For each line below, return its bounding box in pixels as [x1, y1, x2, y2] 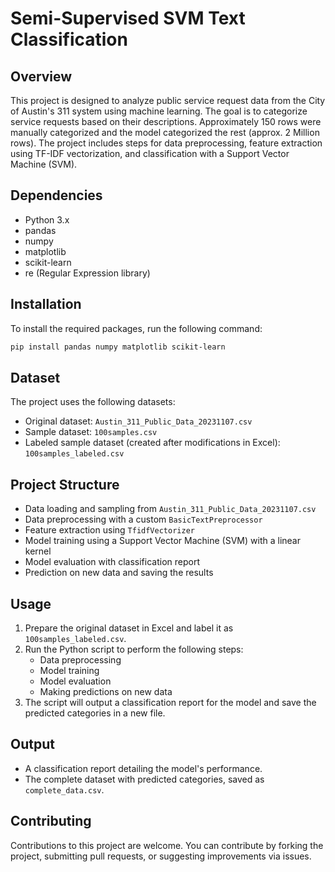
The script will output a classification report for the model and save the [24, 696, 317, 708]
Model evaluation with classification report [24, 556, 200, 568]
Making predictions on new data [39, 685, 173, 697]
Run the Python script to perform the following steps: [24, 643, 244, 655]
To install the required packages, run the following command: [10, 322, 263, 334]
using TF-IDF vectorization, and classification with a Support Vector [10, 148, 290, 159]
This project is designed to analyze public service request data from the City [10, 95, 326, 106]
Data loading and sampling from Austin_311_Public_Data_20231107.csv [24, 503, 317, 515]
